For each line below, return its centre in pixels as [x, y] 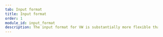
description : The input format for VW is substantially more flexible [78, 27]
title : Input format [26, 14]
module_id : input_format [30, 23]
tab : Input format [24, 9]
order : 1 [14, 18]
